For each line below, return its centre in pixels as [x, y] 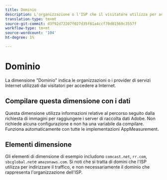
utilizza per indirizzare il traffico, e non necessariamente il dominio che [78, 167]
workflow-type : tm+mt [28, 28]
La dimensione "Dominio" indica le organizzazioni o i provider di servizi [78, 80]
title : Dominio [21, 10]
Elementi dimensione [39, 145]
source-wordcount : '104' [31, 33]
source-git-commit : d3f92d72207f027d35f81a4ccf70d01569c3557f [71, 24]
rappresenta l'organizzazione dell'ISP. [44, 173]
